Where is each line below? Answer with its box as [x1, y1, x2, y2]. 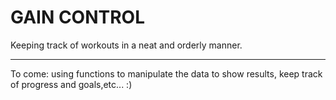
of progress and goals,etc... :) [10, 78, 133, 90]
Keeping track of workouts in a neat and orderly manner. [10, 39, 243, 51]
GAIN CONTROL [10, 6, 145, 29]
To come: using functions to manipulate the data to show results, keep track [10, 67, 323, 80]
